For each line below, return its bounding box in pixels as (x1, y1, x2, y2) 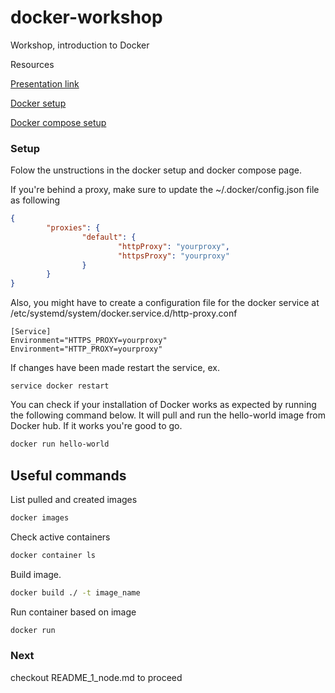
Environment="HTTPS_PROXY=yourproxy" (10, 336, 168, 346)
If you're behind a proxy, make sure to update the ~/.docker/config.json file (10, 184, 320, 196)
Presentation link (10, 77, 80, 90)
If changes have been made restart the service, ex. (10, 362, 220, 374)
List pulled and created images (10, 493, 138, 505)
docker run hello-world (10, 439, 110, 450)
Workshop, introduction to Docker (10, 39, 150, 51)
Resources (10, 58, 55, 70)
